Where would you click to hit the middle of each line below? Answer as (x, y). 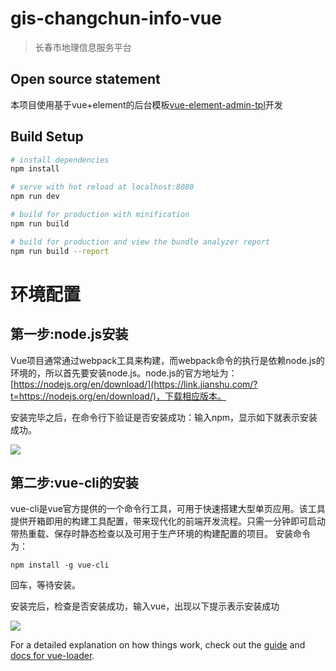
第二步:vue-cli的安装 (74, 482)
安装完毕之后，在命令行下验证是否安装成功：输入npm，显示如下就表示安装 (164, 417)
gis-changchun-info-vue (116, 18)
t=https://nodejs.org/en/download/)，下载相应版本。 (118, 396)
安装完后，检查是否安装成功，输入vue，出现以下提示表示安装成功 (145, 606)
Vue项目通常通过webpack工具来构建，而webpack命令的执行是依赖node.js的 (167, 360)
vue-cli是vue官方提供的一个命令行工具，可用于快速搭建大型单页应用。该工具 (168, 509)
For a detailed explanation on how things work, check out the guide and (158, 645)
